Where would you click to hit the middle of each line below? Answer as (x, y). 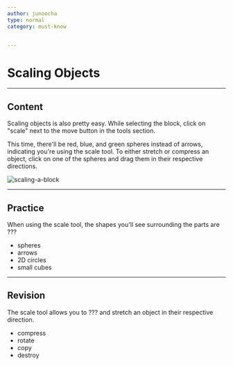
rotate (26, 340)
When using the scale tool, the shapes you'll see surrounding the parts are (113, 224)
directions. (23, 166)
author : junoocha (32, 13)
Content (25, 107)
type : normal (26, 20)
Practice (26, 208)
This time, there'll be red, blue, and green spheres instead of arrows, (105, 144)
